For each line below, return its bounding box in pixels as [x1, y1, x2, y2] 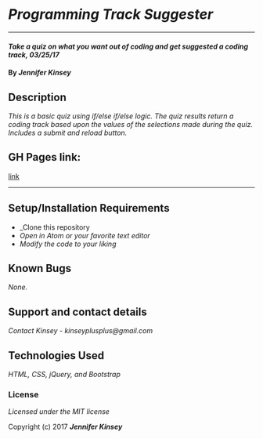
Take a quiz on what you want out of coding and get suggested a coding [8, 42, 249, 51]
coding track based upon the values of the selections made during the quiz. [8, 119, 253, 129]
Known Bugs [8, 261, 72, 275]
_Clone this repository [19, 222, 90, 232]
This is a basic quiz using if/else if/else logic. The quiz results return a [8, 111, 234, 121]
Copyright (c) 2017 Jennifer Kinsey [8, 422, 123, 432]
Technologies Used [8, 349, 104, 362]
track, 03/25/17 [8, 49, 60, 60]
